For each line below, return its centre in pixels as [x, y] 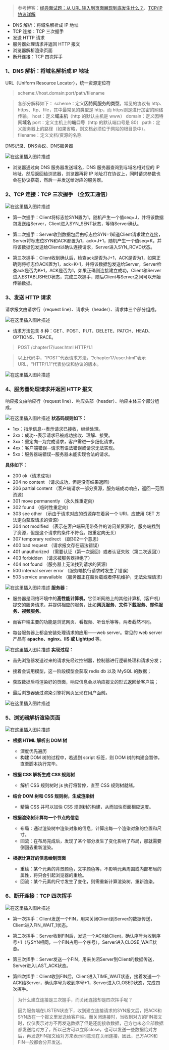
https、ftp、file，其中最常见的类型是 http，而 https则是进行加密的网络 [90, 110]
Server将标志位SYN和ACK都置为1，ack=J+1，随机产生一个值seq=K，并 [87, 240]
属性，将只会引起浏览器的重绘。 [53, 875]
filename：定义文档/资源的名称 [49, 135]
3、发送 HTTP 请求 [28, 297]
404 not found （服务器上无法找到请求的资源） [61, 564]
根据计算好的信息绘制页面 [39, 858]
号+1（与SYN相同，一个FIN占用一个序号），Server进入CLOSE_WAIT [82, 942]
